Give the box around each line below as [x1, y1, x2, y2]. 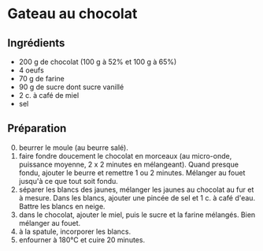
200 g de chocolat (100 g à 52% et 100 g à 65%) [18, 57, 177, 66]
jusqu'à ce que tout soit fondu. [18, 176, 119, 185]
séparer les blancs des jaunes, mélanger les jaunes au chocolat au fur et [18, 185, 254, 194]
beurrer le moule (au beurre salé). [18, 143, 129, 152]
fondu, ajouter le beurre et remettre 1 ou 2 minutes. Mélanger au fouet [18, 167, 246, 178]
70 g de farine [18, 74, 65, 83]
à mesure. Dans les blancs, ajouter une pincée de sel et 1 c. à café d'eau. [18, 193, 256, 202]
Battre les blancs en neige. [18, 201, 106, 211]
